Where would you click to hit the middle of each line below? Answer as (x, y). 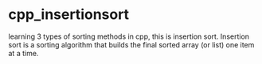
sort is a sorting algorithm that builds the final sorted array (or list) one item (131, 44)
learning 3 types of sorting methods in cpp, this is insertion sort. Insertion (129, 36)
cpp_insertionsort (69, 15)
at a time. (23, 53)
